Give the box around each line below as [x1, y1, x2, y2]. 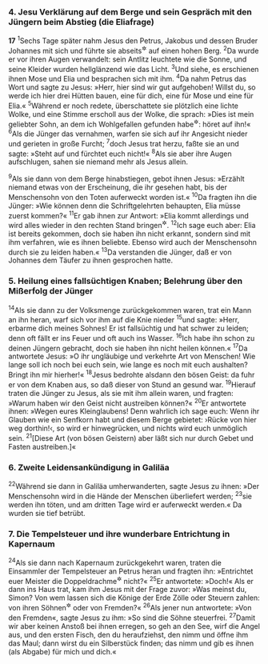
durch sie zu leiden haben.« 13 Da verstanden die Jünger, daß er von [8, 246, 232, 257]
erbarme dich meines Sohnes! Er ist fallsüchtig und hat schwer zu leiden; [8, 323, 250, 334]
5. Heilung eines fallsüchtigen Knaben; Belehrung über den [8, 275, 242, 286]
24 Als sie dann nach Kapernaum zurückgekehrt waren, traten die [8, 556, 222, 567]
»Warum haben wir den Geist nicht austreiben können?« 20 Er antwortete [8, 397, 246, 408]
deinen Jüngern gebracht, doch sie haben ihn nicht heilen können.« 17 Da [8, 342, 248, 353]
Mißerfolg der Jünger [8, 286, 94, 297]
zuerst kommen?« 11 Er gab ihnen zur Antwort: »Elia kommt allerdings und [8, 209, 250, 220]
